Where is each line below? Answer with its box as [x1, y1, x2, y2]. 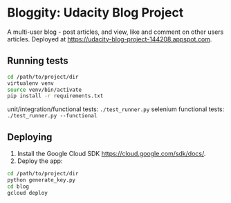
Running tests [7, 55, 69, 67]
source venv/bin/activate [7, 86, 82, 93]
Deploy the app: [17, 157, 63, 165]
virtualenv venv [7, 79, 54, 87]
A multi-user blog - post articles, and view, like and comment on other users [7, 28, 224, 36]
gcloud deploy [7, 189, 48, 196]
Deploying [7, 131, 53, 143]
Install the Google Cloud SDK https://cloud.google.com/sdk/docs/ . [17, 150, 206, 158]
